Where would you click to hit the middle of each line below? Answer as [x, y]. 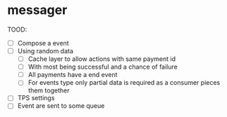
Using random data [45, 51]
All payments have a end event [73, 75]
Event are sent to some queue [61, 106]
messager [37, 10]
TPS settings [36, 98]
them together [49, 90]
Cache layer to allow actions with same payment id [102, 59]
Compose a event [43, 43]
